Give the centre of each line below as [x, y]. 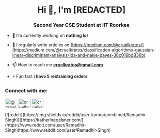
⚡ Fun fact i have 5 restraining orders [50, 77]
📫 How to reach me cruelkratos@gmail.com [57, 65]
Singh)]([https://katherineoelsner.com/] [44, 120]
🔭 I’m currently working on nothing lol [50, 35]
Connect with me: [26, 91]
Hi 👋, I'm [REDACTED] [81, 10]
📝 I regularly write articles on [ [42, 45]
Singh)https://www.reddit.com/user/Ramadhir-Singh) [58, 130]
